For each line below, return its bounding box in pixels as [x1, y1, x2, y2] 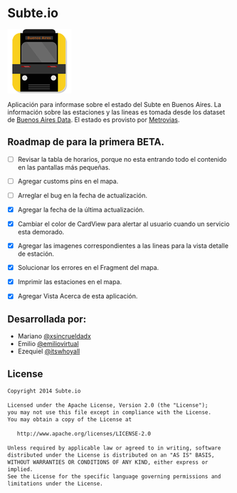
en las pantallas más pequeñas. [17, 162, 110, 172]
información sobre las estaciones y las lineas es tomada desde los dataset [7, 108, 226, 116]
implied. [7, 465, 33, 473]
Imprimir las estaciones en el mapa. [17, 278, 122, 286]
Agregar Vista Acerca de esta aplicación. [17, 292, 138, 301]
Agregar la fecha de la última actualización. [17, 205, 144, 214]
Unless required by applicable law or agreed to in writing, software [7, 444, 221, 452]
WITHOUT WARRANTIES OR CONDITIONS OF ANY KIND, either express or [7, 458, 209, 466]
